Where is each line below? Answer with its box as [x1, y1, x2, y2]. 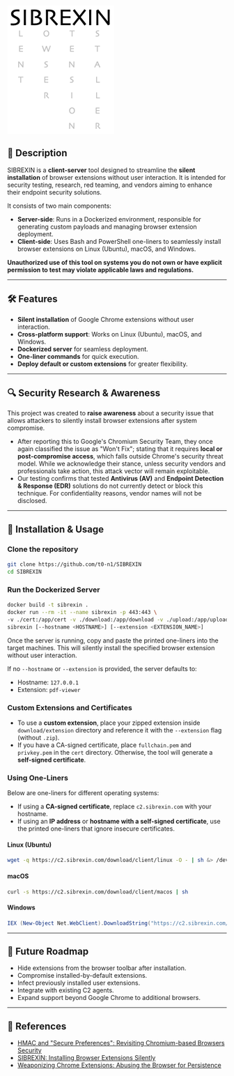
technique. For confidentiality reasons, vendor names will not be [17, 489, 202, 498]
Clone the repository [7, 544, 79, 554]
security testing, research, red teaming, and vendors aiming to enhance [7, 180, 212, 189]
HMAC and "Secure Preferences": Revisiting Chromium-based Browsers [17, 1039, 225, 1047]
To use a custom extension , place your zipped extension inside [17, 718, 201, 727]
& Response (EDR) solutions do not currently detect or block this [17, 482, 203, 490]
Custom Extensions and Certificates [7, 702, 132, 712]
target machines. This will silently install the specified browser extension [7, 643, 215, 652]
